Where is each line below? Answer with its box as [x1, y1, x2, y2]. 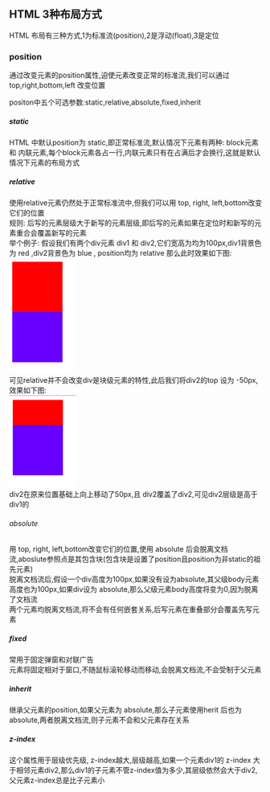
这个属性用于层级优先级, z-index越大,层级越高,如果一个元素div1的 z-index [9, 755, 252, 765]
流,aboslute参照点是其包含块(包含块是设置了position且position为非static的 [9, 554, 254, 564]
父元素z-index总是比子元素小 [9, 775, 105, 786]
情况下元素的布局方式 [9, 158, 80, 167]
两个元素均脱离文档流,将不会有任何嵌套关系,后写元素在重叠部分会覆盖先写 [9, 605, 253, 614]
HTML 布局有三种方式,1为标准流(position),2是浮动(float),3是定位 [9, 31, 219, 40]
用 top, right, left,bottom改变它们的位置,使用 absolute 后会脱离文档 [9, 544, 228, 554]
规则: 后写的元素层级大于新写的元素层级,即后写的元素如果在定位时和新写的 [9, 218, 256, 228]
